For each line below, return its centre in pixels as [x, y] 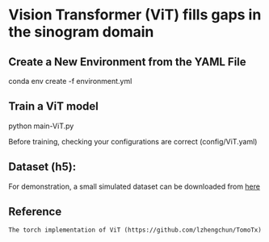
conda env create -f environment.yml [70, 81]
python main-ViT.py [41, 126]
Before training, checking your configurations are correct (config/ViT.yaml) [133, 141]
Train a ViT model [54, 106]
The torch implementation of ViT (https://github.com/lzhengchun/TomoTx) [135, 230]
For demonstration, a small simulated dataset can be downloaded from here [134, 186]
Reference [35, 212]
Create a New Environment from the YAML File [127, 62]
